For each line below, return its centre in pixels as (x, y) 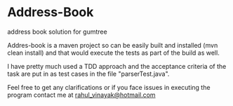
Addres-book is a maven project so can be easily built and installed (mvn (113, 45)
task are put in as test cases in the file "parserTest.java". (88, 74)
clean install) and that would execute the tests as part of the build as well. (113, 53)
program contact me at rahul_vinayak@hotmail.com (81, 95)
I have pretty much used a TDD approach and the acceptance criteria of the (117, 66)
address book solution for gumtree (57, 32)
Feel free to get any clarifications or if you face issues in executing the (109, 87)
